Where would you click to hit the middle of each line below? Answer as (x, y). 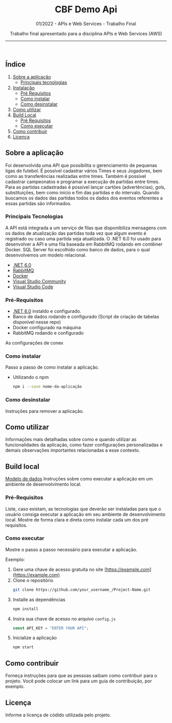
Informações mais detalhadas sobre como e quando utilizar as (71, 439)
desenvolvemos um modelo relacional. (46, 255)
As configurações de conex (34, 343)
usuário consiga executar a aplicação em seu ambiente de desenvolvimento (85, 514)
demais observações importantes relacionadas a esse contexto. (73, 450)
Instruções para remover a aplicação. (45, 411)
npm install (25, 609)
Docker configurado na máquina (47, 328)
